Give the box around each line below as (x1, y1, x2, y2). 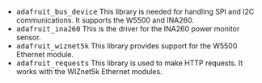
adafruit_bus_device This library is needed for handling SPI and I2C (15, 7, 255, 16)
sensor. (15, 32, 41, 42)
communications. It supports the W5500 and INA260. (15, 15, 194, 25)
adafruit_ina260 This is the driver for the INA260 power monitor (15, 24, 240, 33)
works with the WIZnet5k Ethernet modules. (15, 67, 163, 76)
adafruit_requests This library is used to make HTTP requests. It (15, 58, 243, 68)
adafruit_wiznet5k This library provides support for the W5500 (15, 41, 238, 51)
